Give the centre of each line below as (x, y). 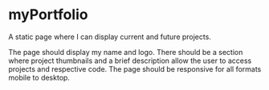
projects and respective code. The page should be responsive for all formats (135, 68)
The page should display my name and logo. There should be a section (126, 52)
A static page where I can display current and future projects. (110, 37)
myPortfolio (48, 15)
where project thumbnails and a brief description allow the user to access (130, 61)
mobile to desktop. (39, 77)
